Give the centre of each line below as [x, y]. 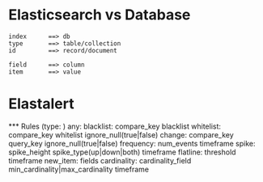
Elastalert [41, 104]
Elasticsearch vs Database [100, 15]
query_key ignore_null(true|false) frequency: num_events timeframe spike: [132, 143]
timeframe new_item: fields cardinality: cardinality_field [100, 160]
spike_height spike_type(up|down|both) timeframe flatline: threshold [122, 152]
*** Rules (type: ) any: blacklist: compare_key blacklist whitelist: [115, 126]
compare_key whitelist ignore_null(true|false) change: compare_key [121, 134]
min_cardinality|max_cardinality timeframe [79, 169]
